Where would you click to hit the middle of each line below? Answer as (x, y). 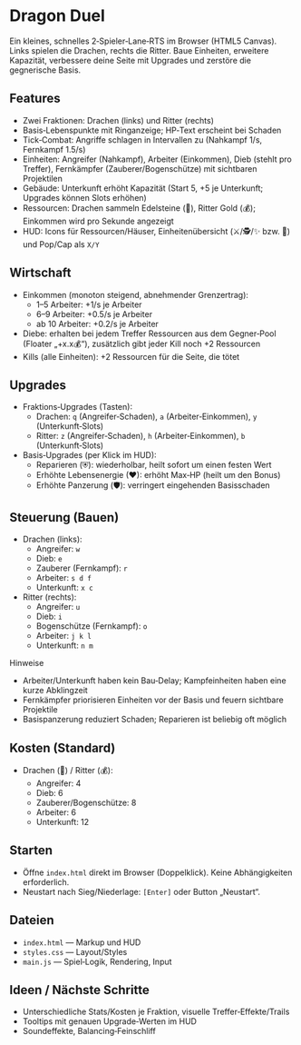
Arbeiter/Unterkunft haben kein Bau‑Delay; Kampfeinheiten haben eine (155, 681)
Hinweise (27, 663)
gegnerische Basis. (45, 70)
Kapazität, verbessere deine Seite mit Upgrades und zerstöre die (131, 60)
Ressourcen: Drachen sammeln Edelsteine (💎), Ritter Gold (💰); (139, 208)
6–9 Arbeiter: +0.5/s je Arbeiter (94, 313)
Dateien (32, 920)
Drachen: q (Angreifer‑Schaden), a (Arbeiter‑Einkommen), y (146, 417)
